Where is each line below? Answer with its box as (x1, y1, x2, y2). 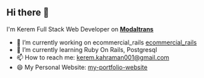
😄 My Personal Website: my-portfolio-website (16, 63, 148, 71)
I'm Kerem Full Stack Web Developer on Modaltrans (6, 25, 154, 33)
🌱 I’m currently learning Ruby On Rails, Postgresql (16, 45, 157, 53)
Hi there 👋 (6, 7, 49, 18)
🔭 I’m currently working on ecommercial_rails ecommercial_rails (16, 38, 197, 47)
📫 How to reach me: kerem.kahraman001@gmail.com (16, 53, 170, 62)
